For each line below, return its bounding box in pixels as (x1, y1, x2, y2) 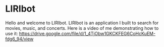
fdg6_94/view (5, 36, 34, 42)
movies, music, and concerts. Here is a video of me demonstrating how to (5, 25, 159, 31)
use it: (5, 30, 18, 36)
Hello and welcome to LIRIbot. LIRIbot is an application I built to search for (5, 20, 159, 26)
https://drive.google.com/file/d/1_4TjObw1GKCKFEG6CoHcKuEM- (19, 30, 155, 36)
